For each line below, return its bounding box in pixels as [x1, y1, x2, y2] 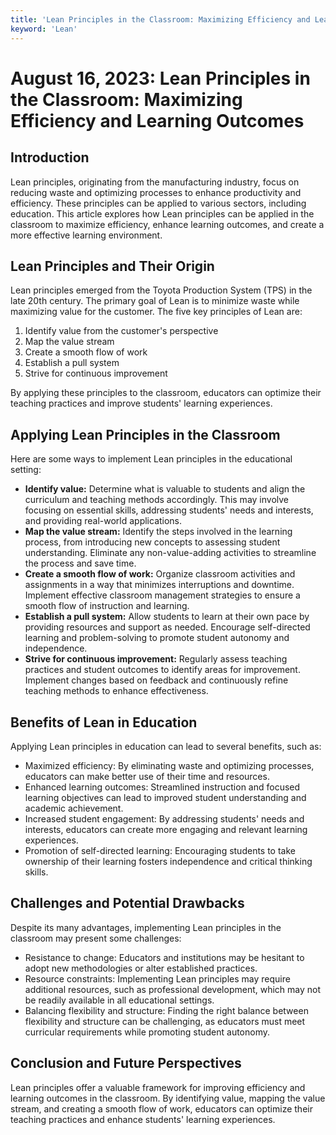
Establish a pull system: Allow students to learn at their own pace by [24, 611, 310, 623]
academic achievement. [24, 802, 124, 814]
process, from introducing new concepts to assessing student [24, 536, 281, 548]
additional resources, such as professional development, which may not [24, 983, 322, 995]
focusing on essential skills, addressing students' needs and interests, [24, 504, 314, 516]
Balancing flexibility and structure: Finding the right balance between [24, 1004, 309, 1016]
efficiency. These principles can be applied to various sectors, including [10, 197, 307, 209]
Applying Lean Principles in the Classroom [10, 426, 281, 443]
